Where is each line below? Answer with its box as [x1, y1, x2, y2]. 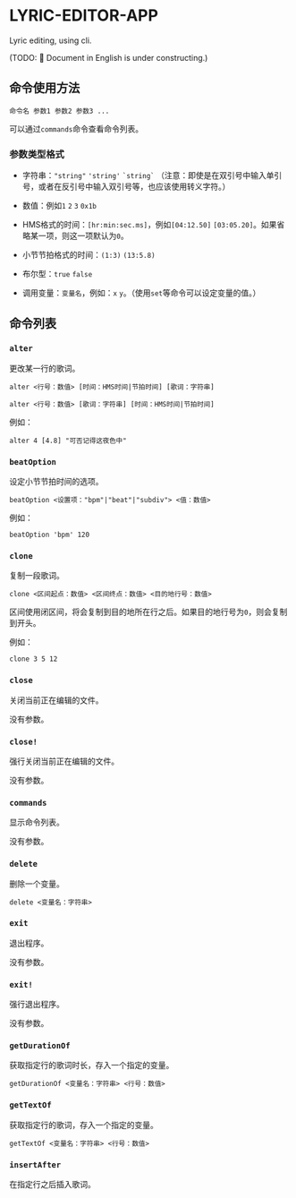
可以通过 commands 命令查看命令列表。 [9, 123, 144, 134]
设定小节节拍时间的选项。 [9, 476, 104, 487]
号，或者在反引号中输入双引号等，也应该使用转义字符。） [21, 181, 231, 193]
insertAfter [9, 1159, 62, 1169]
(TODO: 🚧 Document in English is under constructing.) [9, 52, 208, 63]
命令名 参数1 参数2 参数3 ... [9, 107, 110, 116]
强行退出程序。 [9, 999, 64, 1010]
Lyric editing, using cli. [9, 35, 92, 46]
